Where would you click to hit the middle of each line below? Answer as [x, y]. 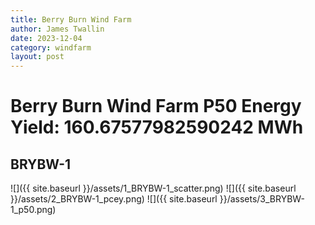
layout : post [37, 57]
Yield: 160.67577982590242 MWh [157, 127]
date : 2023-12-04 [46, 38]
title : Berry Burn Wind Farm [71, 19]
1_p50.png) [33, 210]
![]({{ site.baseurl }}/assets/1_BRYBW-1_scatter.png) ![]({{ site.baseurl [153, 188]
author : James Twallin [57, 29]
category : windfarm [51, 47]
